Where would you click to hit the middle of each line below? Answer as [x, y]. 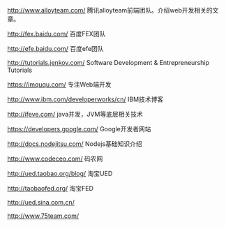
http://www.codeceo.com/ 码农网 [55, 159]
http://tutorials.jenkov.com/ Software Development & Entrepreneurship [108, 63]
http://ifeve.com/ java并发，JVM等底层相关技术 [75, 114]
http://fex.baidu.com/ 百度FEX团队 [56, 34]
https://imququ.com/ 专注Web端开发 [59, 85]
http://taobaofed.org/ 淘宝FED [51, 188]
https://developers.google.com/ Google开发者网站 [79, 129]
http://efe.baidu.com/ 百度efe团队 [55, 49]
